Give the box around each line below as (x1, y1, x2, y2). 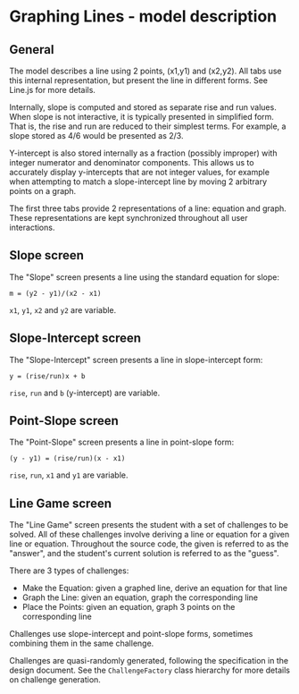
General (9, 42, 55, 57)
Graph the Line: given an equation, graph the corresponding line (21, 592, 259, 603)
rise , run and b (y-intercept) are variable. (9, 387, 161, 398)
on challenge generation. (9, 674, 101, 685)
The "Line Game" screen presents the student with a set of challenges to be (9, 520, 288, 530)
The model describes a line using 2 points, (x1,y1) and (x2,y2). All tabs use (9, 65, 282, 76)
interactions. (9, 222, 55, 233)
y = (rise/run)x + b (9, 371, 87, 381)
